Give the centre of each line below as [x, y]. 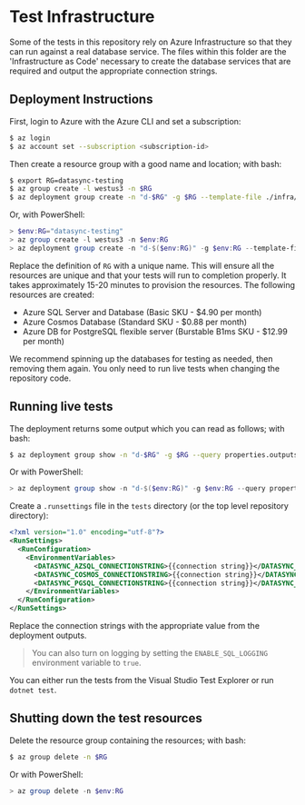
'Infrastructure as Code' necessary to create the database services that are [150, 61]
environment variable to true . [87, 663]
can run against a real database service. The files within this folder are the [148, 51]
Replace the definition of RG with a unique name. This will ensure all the [142, 265]
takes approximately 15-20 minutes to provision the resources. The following [152, 284]
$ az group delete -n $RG [58, 757]
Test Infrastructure [82, 17]
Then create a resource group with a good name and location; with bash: [146, 164]
